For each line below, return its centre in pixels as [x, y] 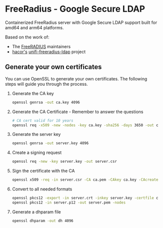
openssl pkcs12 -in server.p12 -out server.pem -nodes [69, 202]
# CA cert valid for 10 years [43, 120]
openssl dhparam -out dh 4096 [43, 221]
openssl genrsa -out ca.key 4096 [46, 102]
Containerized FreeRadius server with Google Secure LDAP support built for [81, 22]
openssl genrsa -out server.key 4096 [50, 143]
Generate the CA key [33, 93]
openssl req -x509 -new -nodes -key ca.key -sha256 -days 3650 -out [83, 125]
